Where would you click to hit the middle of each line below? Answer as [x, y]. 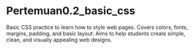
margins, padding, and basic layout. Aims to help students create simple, [96, 33]
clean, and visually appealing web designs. [59, 40]
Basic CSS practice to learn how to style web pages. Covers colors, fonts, [97, 27]
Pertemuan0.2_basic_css [71, 11]
